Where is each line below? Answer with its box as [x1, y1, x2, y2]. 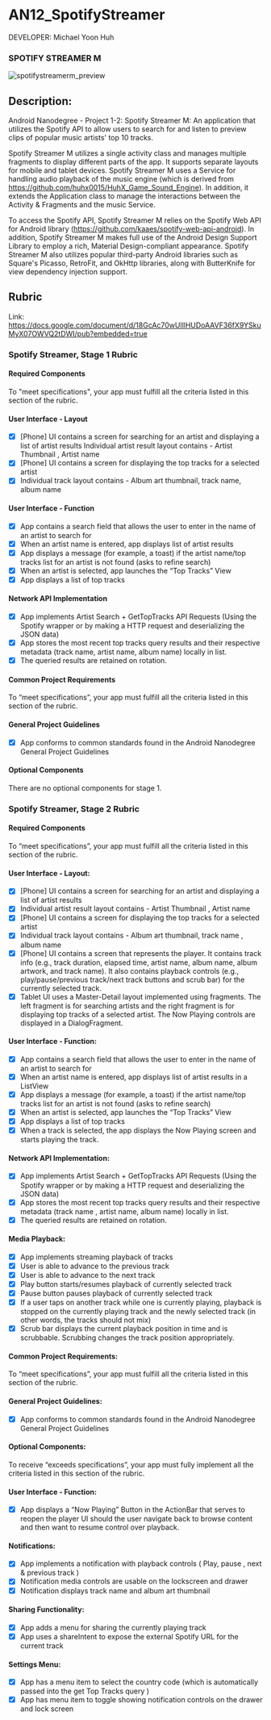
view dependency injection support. [8, 267, 127, 277]
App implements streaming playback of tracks [19, 1252, 173, 1262]
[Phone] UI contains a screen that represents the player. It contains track [19, 948, 262, 958]
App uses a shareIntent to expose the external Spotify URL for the [19, 1631, 240, 1641]
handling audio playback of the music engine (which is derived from [8, 174, 235, 184]
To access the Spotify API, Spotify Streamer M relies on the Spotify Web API [8, 215, 262, 225]
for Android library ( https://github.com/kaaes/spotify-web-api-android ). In [8, 224, 255, 234]
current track [19, 1640, 64, 1651]
